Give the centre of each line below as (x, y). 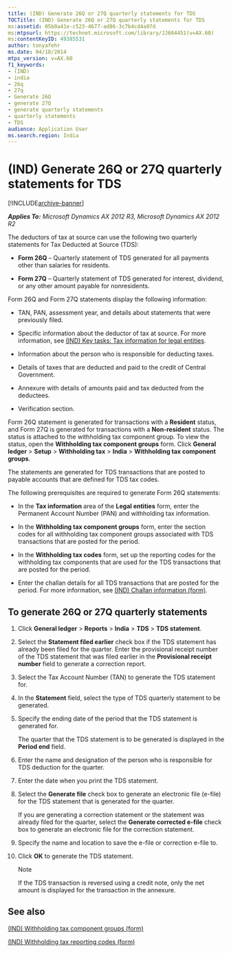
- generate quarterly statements (56, 110)
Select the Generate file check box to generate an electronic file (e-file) (119, 794)
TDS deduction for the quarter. (61, 767)
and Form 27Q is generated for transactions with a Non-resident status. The (116, 430)
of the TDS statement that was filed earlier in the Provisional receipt (115, 656)
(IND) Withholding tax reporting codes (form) (71, 941)
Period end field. (42, 746)
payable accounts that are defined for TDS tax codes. (84, 479)
